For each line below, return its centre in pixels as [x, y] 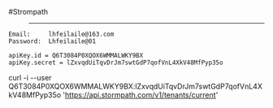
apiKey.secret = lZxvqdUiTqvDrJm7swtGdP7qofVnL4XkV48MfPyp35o [116, 63]
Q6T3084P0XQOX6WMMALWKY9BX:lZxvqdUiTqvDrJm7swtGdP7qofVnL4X [135, 86]
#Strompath [28, 12]
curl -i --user [30, 78]
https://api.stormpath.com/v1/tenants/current [141, 95]
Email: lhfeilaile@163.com [61, 34]
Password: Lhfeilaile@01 [52, 41]
